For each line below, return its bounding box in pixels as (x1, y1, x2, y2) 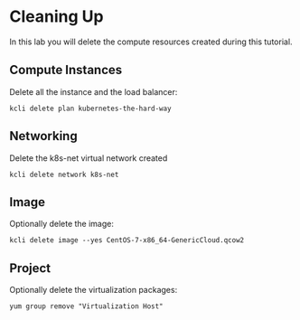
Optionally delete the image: (9, 219, 115, 230)
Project (9, 260, 52, 276)
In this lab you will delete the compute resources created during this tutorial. (9, 36, 293, 47)
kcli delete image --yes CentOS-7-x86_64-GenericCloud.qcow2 (9, 236, 245, 245)
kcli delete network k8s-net (9, 170, 119, 179)
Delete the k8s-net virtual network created (9, 152, 168, 164)
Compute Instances (9, 62, 123, 78)
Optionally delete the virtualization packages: (9, 285, 178, 296)
